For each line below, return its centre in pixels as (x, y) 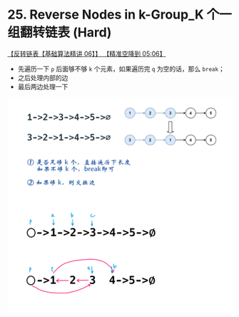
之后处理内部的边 (43, 77)
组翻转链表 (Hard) (60, 32)
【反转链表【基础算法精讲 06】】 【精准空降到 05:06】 (87, 54)
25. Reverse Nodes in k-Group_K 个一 (119, 15)
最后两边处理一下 (43, 86)
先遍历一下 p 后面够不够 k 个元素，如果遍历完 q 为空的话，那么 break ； (121, 69)
